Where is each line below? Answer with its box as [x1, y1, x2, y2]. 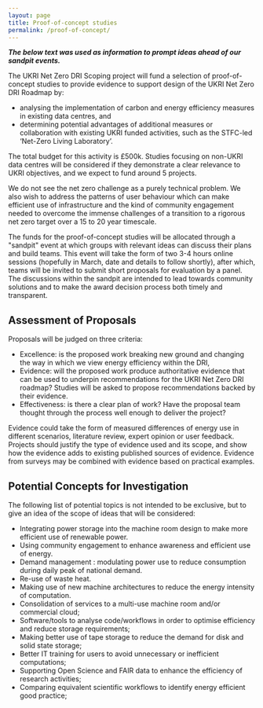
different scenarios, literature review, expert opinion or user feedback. [8, 431, 235, 441]
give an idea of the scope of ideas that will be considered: [8, 508, 196, 518]
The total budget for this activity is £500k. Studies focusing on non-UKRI [8, 152, 243, 161]
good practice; [19, 691, 68, 700]
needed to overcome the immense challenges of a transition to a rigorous [8, 209, 246, 218]
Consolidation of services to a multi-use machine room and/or [19, 599, 221, 608]
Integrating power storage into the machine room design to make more [19, 524, 249, 533]
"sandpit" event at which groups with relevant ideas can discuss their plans [8, 240, 252, 250]
